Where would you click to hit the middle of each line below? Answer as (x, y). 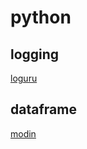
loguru (24, 78)
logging (35, 54)
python (41, 17)
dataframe (43, 109)
